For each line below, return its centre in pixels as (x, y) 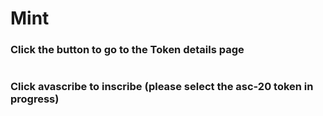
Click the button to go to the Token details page (127, 50)
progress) (35, 99)
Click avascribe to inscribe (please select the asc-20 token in (162, 87)
